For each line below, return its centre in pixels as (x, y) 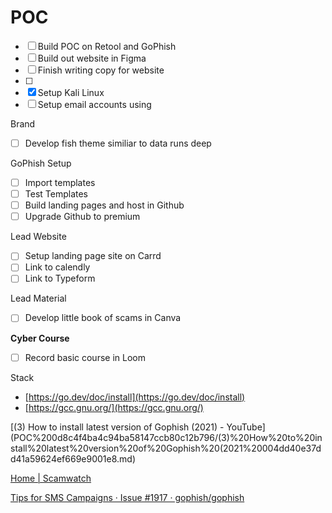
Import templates (60, 182)
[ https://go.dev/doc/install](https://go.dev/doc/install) (135, 397)
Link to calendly (57, 267)
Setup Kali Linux (71, 92)
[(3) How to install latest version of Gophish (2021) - (117, 427)
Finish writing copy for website (101, 70)
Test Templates (56, 194)
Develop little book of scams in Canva (103, 318)
